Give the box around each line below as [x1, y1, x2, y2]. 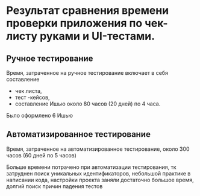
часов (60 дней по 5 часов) [6, 151, 77, 159]
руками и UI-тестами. [40, 30, 155, 43]
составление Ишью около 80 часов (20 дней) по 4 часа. [14, 100, 161, 107]
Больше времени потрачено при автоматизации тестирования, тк [6, 163, 177, 171]
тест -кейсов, [14, 94, 50, 101]
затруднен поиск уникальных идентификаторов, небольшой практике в [6, 169, 191, 177]
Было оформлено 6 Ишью [6, 112, 73, 119]
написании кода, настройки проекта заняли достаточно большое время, [6, 176, 194, 183]
